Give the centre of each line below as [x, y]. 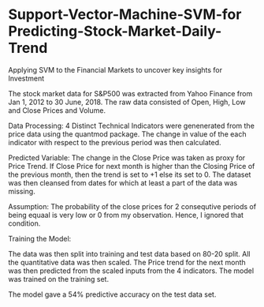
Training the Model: [40, 238]
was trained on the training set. [58, 279]
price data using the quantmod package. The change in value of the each [127, 134]
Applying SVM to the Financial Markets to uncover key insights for [115, 69]
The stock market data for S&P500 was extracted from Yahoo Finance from [130, 93]
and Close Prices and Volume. [57, 110]
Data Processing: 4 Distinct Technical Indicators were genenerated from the [131, 125]
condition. [24, 223]
